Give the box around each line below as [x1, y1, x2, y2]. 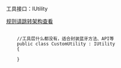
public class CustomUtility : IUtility [17, 41, 116, 47]
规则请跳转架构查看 [6, 18, 53, 25]
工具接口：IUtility [6, 5, 48, 12]
